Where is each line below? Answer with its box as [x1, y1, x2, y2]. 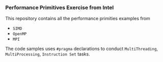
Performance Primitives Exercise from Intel [5, 4, 114, 11]
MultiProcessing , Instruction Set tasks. [5, 51, 90, 57]
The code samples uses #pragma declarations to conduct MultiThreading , [5, 46, 158, 52]
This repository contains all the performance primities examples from [5, 16, 150, 22]
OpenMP [12, 32, 27, 37]
